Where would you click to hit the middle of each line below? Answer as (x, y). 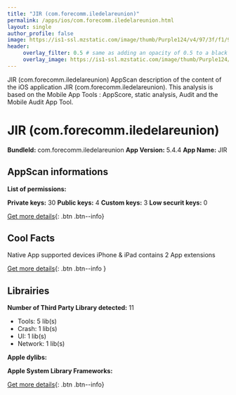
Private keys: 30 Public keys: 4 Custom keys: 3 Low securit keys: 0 (107, 202)
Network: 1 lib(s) (41, 344)
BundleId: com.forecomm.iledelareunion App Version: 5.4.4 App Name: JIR (117, 150)
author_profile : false (40, 33)
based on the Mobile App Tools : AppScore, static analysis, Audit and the (113, 94)
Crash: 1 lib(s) (37, 329)
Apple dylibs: (27, 357)
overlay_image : (45, 60)
